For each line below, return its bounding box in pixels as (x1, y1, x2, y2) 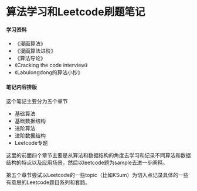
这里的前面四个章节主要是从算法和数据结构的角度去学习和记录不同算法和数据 (6, 151, 191, 158)
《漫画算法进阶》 (14, 47, 56, 54)
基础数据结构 (14, 117, 46, 124)
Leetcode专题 (14, 139, 48, 146)
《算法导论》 (14, 55, 46, 62)
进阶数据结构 (14, 132, 46, 139)
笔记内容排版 (6, 83, 37, 91)
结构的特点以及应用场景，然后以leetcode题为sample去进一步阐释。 (6, 159, 168, 166)
